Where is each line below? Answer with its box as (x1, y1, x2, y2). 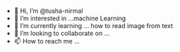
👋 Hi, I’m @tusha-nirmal (13, 7, 83, 15)
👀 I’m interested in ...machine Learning (13, 14, 126, 22)
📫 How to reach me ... (13, 37, 80, 45)
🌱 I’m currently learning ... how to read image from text (13, 22, 173, 30)
